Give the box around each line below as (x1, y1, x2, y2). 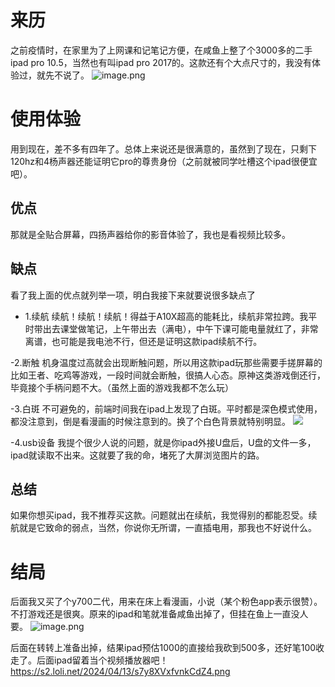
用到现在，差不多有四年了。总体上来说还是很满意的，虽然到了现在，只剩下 (10, 142, 317, 155)
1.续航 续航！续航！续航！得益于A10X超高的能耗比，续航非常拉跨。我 (24, 310, 309, 322)
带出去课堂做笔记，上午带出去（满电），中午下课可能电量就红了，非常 (33, 322, 319, 335)
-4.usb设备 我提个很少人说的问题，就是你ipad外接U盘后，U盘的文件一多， (10, 436, 317, 448)
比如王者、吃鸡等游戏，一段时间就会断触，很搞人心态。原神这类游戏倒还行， (10, 369, 326, 381)
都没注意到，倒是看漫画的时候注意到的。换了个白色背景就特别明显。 (10, 415, 291, 427)
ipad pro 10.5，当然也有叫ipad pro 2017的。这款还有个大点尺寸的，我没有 (10, 56, 313, 68)
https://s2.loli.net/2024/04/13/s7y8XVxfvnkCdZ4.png (10, 666, 231, 678)
